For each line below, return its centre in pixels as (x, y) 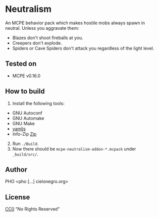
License (18, 197)
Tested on (21, 64)
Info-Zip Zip (24, 134)
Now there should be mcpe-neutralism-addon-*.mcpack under (74, 149)
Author (16, 169)
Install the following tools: (38, 103)
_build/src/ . (25, 154)
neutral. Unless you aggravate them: (42, 28)
